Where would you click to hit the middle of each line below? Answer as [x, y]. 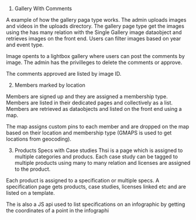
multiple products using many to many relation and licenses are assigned [102, 163]
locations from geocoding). [39, 139]
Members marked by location [50, 85]
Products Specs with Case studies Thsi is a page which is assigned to [99, 150]
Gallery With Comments [43, 9]
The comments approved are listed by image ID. [64, 74]
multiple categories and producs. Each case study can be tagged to [96, 157]
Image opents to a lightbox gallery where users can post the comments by [96, 56]
